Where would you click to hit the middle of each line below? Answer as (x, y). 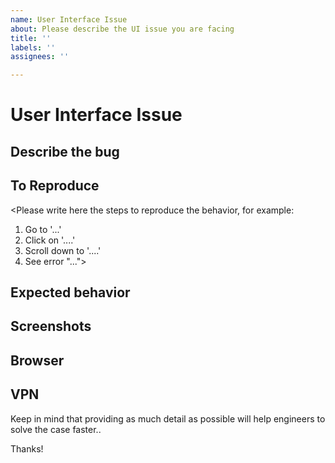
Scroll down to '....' (63, 250)
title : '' (31, 38)
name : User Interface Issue (69, 19)
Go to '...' (43, 229)
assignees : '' (40, 57)
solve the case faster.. (56, 429)
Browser (37, 360)
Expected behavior (70, 292)
